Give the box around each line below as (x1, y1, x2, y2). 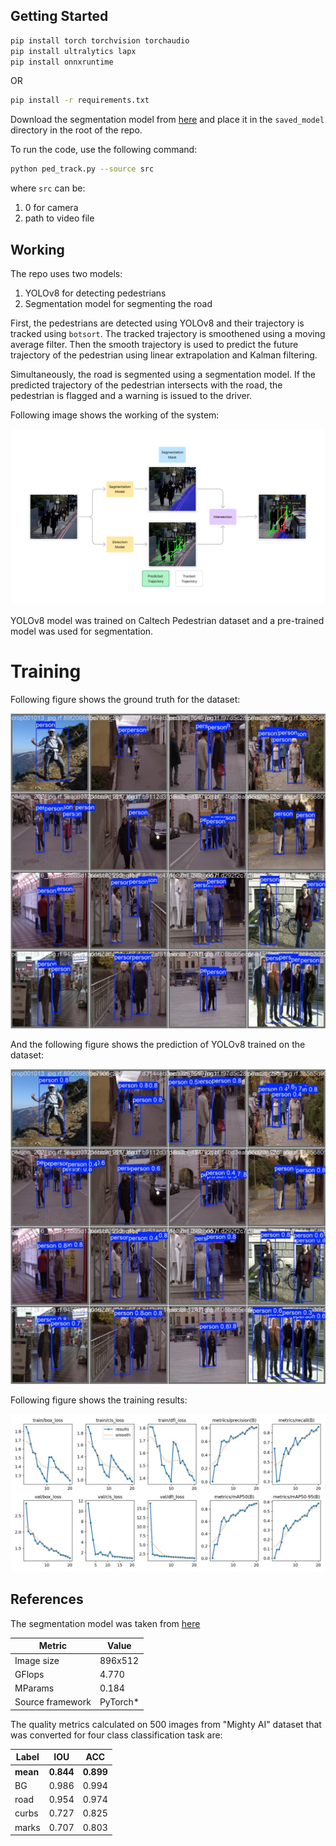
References (10, 1591, 84, 1608)
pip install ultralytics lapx (10, 46, 137, 56)
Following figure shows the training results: (10, 1394, 188, 1406)
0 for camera (24, 202, 79, 214)
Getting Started (10, 8, 109, 25)
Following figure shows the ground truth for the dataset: (10, 693, 241, 705)
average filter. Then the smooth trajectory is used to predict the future (10, 339, 299, 350)
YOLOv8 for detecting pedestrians (24, 287, 167, 299)
